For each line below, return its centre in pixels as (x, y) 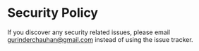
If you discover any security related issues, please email (89, 32)
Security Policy (53, 13)
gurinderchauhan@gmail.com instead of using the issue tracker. (100, 39)
